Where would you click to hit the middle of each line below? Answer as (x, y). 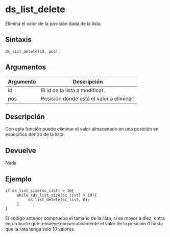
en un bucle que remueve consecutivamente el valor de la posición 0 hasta (84, 223)
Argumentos (26, 67)
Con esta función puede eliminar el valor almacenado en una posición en (82, 129)
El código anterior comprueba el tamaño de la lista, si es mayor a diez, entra (85, 218)
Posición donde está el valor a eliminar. (88, 98)
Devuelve (21, 150)
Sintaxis (19, 40)
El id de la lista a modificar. (73, 90)
